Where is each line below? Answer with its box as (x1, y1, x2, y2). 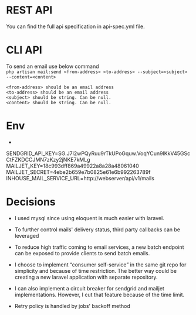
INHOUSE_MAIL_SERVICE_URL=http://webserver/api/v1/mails (6, 174, 154, 182)
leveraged (14, 232, 39, 239)
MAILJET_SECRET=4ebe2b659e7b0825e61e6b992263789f (6, 168, 151, 176)
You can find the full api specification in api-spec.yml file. (6, 23, 145, 30)
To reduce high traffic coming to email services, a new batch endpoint (14, 244, 184, 251)
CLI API (6, 43, 42, 57)
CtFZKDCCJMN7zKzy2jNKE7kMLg (6, 156, 90, 163)
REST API (6, 4, 53, 17)
